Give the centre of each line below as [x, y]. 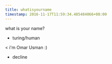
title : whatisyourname [28, 10]
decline [20, 57]
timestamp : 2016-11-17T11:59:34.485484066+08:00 [56, 14]
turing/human [26, 38]
